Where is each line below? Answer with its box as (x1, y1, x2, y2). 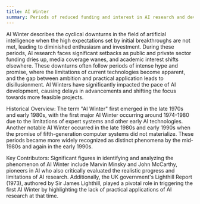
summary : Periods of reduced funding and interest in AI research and (6, 14, 185, 20)
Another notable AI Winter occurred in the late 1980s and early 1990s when (6, 124, 190, 131)
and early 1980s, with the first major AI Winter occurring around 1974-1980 (6, 111, 189, 119)
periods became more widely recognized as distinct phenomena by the (6, 136, 181, 144)
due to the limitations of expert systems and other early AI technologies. (6, 117, 183, 125)
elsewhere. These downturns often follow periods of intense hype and (6, 62, 179, 69)
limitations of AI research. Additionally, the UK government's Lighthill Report (6, 173, 192, 180)
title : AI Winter (6, 8, 49, 15)
